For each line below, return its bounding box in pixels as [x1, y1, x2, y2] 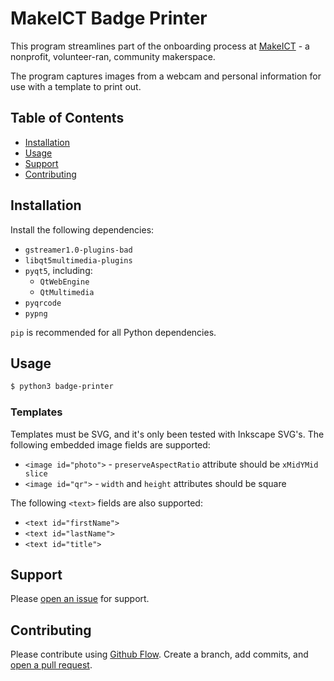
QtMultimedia [39, 287, 95, 297]
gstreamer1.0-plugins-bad [24, 245, 133, 255]
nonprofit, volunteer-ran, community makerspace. [10, 50, 216, 62]
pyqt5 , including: [24, 264, 93, 276]
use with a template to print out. [10, 80, 142, 92]
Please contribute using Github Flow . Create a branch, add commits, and [10, 648, 309, 661]
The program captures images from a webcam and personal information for [10, 70, 322, 82]
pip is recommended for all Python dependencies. [10, 326, 217, 338]
